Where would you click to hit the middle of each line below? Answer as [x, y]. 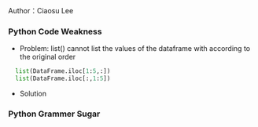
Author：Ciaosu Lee [41, 11]
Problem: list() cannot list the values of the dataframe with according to [135, 49]
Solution [33, 94]
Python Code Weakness [55, 31]
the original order [48, 57]
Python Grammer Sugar [54, 114]
